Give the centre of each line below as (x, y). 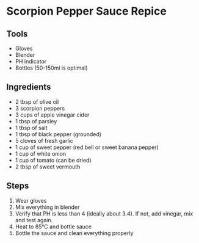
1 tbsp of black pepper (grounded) (58, 134)
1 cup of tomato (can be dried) (53, 160)
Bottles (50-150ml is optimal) (51, 68)
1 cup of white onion (41, 153)
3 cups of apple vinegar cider (52, 115)
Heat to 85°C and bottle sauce (53, 227)
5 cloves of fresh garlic (44, 140)
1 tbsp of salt (31, 128)
